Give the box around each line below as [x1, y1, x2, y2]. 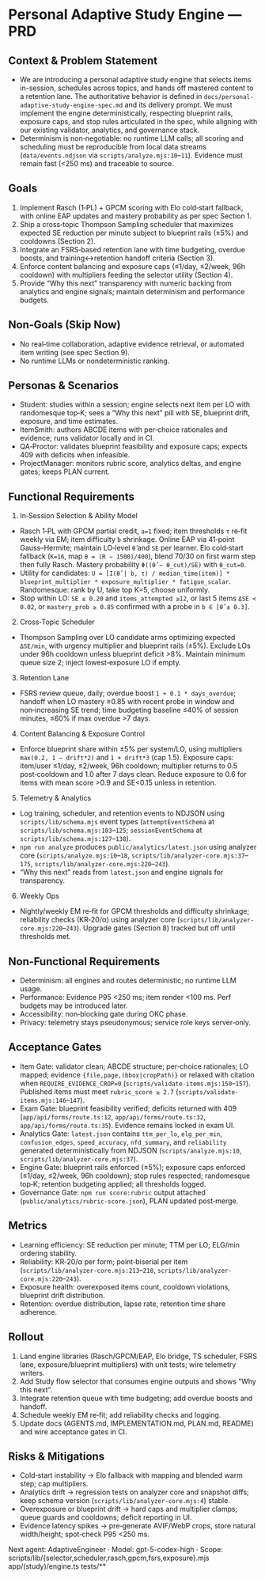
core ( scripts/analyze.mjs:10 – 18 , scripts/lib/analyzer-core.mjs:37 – [19, 850, 249, 860]
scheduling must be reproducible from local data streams [19, 142, 207, 151]
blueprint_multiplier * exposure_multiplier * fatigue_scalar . [19, 577, 232, 586]
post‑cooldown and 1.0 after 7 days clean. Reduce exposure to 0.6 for [19, 770, 247, 779]
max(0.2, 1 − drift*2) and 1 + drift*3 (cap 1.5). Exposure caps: [19, 753, 234, 763]
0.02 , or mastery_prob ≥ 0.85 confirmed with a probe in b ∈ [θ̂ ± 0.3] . [19, 602, 251, 612]
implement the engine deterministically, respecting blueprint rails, [19, 108, 233, 118]
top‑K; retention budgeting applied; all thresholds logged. [19, 1179, 206, 1188]
